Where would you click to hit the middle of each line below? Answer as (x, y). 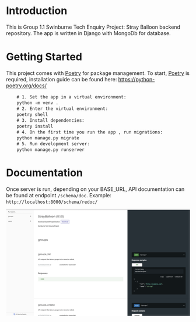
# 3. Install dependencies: (50, 120)
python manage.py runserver (50, 150)
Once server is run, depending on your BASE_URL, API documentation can (95, 189)
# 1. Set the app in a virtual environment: (71, 97)
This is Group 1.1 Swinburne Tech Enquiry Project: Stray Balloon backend (93, 27)
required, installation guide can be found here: (62, 79)
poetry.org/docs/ (26, 85)
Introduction (37, 11)
